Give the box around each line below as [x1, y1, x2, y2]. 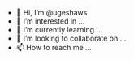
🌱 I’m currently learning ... [15, 25, 103, 34]
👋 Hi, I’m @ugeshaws [15, 8, 88, 17]
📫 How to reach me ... [15, 43, 92, 52]
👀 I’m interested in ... [15, 16, 85, 26]
